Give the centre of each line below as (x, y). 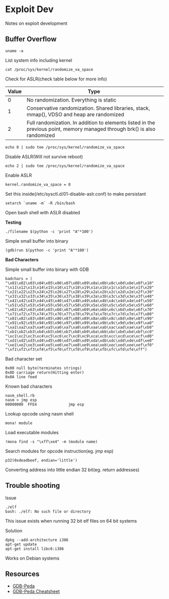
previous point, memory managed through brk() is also (91, 129)
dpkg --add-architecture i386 (37, 540)
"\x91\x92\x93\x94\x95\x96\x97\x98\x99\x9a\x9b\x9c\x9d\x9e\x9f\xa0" (80, 323)
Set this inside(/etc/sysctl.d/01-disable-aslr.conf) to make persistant (76, 194)
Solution (14, 531)
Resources (22, 574)
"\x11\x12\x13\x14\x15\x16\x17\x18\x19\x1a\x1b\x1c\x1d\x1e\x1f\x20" (80, 287)
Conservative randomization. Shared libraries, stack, (89, 108)
